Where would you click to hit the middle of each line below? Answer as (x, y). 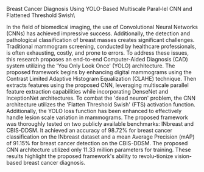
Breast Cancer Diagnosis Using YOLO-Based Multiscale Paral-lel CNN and (100, 9)
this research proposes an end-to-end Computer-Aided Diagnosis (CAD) (97, 59)
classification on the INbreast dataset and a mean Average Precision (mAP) (100, 137)
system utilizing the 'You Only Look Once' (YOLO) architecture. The (91, 66)
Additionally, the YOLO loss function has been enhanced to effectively (94, 111)
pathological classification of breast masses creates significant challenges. (100, 40)
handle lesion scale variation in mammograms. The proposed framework (97, 117)
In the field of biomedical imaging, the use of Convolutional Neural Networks (102, 27)
